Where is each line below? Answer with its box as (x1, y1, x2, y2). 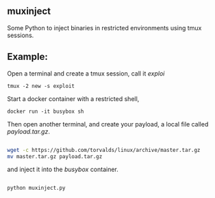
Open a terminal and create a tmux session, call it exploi (7, 69, 165, 78)
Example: (7, 51, 48, 63)
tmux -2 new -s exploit (7, 82, 75, 89)
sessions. (7, 31, 34, 39)
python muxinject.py (7, 185, 66, 192)
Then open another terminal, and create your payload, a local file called (7, 120, 209, 128)
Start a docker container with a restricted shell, (7, 94, 140, 102)
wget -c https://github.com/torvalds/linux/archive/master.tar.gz (7, 146, 201, 153)
